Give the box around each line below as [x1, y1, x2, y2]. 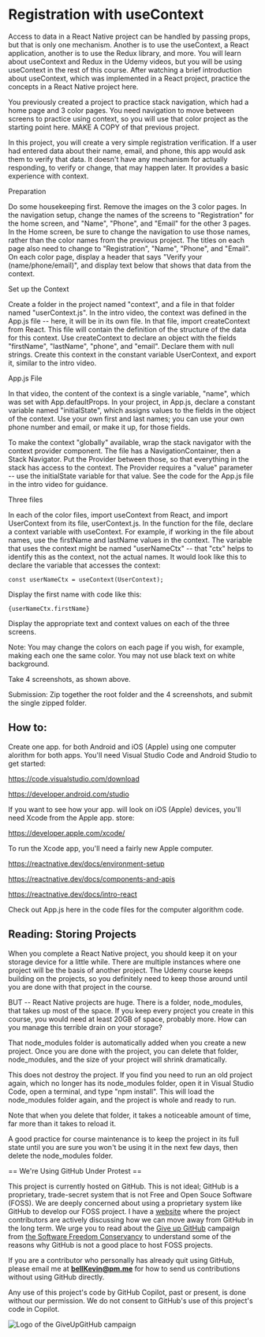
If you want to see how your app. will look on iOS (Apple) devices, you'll [8, 804, 241, 814]
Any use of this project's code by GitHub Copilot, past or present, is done [8, 1287, 247, 1297]
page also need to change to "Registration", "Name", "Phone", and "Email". [8, 243, 251, 253]
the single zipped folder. [8, 698, 87, 707]
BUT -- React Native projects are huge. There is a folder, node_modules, [8, 997, 244, 1007]
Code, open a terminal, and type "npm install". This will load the [8, 1087, 215, 1096]
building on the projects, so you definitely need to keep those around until [8, 973, 248, 983]
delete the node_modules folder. [8, 1151, 114, 1160]
